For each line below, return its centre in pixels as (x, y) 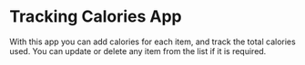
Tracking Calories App (96, 17)
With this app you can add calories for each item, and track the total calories (152, 42)
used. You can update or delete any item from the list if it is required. (138, 51)
